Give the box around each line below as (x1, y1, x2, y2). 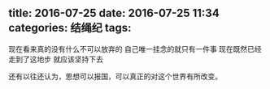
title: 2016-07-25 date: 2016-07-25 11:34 (8, 6, 220, 20)
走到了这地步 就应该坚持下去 (8, 54, 103, 64)
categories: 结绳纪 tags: (8, 21, 132, 35)
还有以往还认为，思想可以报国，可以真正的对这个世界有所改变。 (8, 71, 222, 81)
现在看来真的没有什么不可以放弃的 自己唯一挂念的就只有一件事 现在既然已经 (8, 44, 262, 53)
